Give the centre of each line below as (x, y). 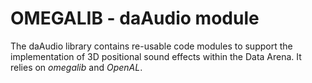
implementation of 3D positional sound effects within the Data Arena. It (156, 56)
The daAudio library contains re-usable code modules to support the (151, 46)
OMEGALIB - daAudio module (135, 18)
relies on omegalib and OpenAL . (76, 67)
